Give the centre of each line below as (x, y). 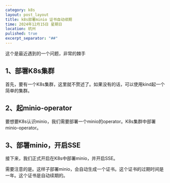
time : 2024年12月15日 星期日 (34, 24)
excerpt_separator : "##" (32, 39)
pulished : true (21, 34)
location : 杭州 (21, 29)
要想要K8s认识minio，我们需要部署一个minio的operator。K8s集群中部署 (81, 121)
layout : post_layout (27, 15)
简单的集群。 (19, 90)
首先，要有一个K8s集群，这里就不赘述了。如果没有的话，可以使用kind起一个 (85, 84)
